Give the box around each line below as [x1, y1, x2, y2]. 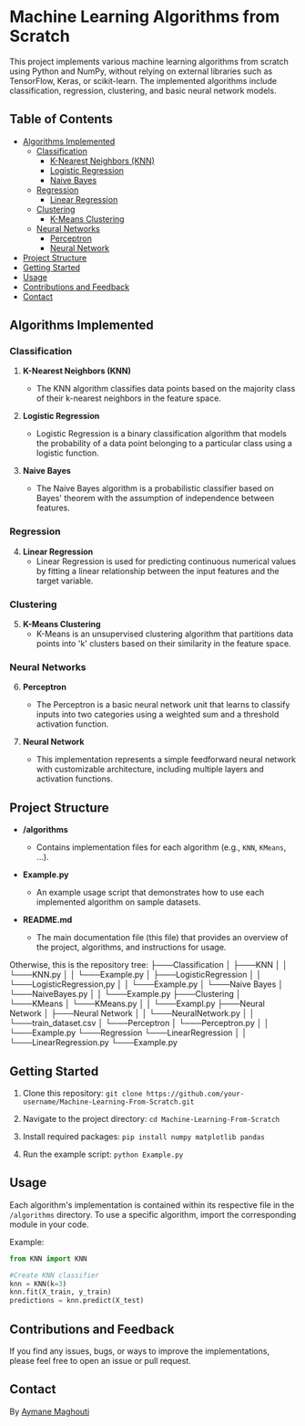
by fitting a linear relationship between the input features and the [36, 565, 280, 576]
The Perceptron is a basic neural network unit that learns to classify [36, 699, 290, 710]
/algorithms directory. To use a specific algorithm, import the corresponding [9, 1209, 297, 1220]
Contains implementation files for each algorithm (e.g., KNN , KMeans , [36, 842, 287, 853]
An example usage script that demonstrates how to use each [36, 887, 265, 898]
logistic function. [36, 447, 100, 458]
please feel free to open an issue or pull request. [9, 1355, 191, 1366]
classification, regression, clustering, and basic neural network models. [9, 85, 277, 96]
